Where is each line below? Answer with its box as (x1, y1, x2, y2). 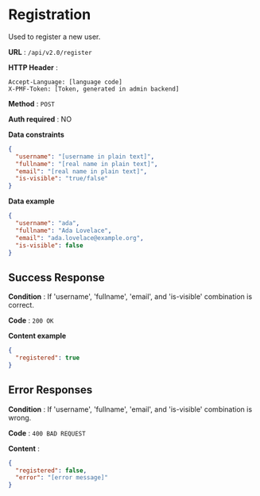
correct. (8, 300, 34, 310)
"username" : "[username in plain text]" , (15, 153, 155, 161)
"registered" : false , (15, 467, 87, 475)
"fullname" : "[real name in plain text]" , (15, 160, 158, 168)
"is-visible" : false (15, 241, 83, 250)
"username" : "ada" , (15, 219, 80, 227)
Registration (8, 6, 91, 24)
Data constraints (8, 130, 65, 139)
